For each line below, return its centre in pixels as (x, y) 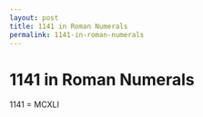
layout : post (34, 18)
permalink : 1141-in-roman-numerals (77, 34)
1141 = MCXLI (35, 104)
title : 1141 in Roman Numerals (69, 26)
